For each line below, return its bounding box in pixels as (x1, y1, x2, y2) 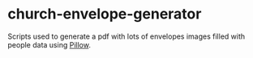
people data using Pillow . (7, 39, 91, 49)
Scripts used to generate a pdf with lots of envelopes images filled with (7, 31, 246, 41)
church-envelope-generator (7, 5, 202, 23)
